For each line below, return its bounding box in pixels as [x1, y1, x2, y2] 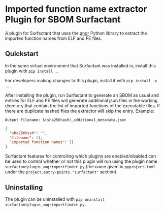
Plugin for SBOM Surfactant [5, 14, 121, 25]
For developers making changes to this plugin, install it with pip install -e [5, 77, 158, 83]
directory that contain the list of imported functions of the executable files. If [5, 102, 160, 109]
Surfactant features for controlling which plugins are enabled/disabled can [5, 153, 156, 159]
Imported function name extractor [5, 3, 147, 15]
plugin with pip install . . [5, 68, 59, 74]
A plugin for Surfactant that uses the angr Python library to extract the [5, 30, 147, 36]
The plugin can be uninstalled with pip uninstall [5, 196, 105, 202]
